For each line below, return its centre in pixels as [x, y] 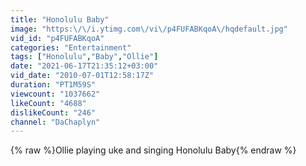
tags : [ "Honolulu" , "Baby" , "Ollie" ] [84, 57]
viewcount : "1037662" [55, 94]
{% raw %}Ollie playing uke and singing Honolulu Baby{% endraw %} [153, 150]
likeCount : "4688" [48, 103]
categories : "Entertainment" [71, 47]
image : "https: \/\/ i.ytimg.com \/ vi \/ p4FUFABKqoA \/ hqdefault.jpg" [149, 29]
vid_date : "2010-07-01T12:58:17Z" [82, 76]
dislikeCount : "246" [53, 112]
